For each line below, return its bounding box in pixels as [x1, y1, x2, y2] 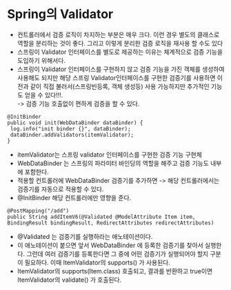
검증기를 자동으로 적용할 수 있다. [17, 184, 104, 193]
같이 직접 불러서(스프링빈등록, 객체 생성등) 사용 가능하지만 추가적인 [30, 82, 210, 90]
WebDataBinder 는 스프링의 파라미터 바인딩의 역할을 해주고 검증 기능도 [17, 159, 209, 167]
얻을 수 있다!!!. [24, 90, 63, 99]
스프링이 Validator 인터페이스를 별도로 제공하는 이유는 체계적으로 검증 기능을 [17, 48, 223, 56]
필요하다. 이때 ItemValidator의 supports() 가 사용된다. [24, 258, 170, 267]
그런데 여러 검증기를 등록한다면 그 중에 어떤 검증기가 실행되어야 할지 [26, 249, 209, 258]
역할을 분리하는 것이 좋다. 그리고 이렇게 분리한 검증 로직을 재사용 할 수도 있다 [17, 39, 223, 47]
